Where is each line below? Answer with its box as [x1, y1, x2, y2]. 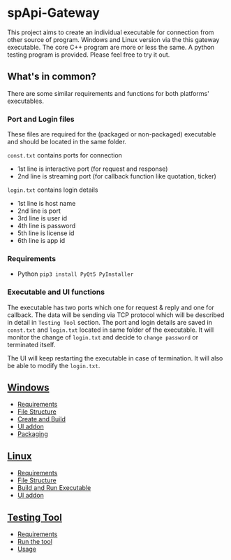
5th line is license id [17, 229, 75, 237]
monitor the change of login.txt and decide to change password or [7, 332, 199, 341]
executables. [7, 97, 44, 105]
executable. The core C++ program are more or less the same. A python [7, 43, 215, 51]
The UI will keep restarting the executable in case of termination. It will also [7, 353, 223, 362]
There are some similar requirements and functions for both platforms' [7, 89, 209, 97]
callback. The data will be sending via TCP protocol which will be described [7, 310, 225, 319]
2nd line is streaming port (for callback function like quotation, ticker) [17, 172, 216, 181]
